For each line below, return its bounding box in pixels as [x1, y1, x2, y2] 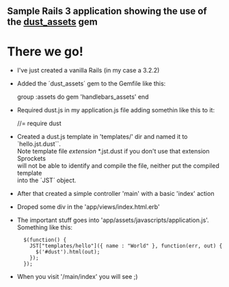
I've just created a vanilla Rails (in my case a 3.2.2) [16, 66, 160, 75]
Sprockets [16, 154, 46, 163]
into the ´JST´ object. [16, 176, 77, 184]
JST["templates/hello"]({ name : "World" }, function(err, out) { [29, 242, 223, 249]
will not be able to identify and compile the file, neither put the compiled [16, 162, 220, 170]
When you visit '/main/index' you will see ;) [16, 273, 138, 281]
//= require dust [16, 119, 62, 127]
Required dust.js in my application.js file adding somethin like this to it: [16, 106, 215, 114]
